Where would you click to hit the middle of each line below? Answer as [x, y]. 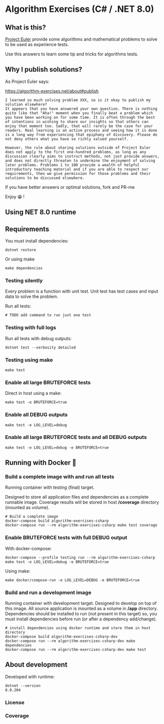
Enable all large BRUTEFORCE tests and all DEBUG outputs [76, 437]
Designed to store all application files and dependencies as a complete [77, 497]
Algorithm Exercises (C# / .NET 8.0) [80, 9]
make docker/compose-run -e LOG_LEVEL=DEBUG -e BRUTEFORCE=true [72, 580]
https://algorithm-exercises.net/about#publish [52, 91]
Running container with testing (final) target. [50, 487]
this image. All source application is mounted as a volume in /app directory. [82, 608]
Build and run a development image [48, 593]
